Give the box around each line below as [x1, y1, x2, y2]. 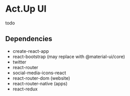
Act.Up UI [5, 3, 47, 15]
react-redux [12, 86, 38, 92]
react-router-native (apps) [12, 80, 68, 86]
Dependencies [5, 35, 52, 43]
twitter [12, 59, 26, 65]
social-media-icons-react [12, 70, 67, 76]
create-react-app [12, 48, 49, 54]
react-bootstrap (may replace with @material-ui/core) [12, 53, 125, 59]
